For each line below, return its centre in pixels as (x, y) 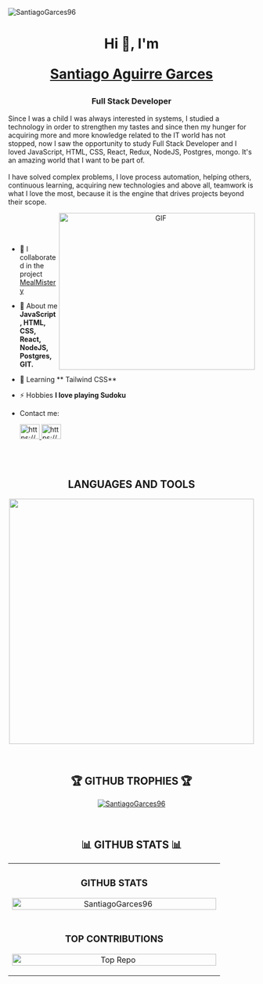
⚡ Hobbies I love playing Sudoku (73, 395)
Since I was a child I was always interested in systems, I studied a (114, 118)
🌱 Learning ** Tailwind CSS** (68, 379)
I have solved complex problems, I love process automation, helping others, (130, 177)
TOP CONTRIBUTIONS (115, 939)
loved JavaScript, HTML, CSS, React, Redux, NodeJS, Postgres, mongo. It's (130, 151)
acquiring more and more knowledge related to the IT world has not (117, 135)
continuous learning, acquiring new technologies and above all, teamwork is (131, 185)
